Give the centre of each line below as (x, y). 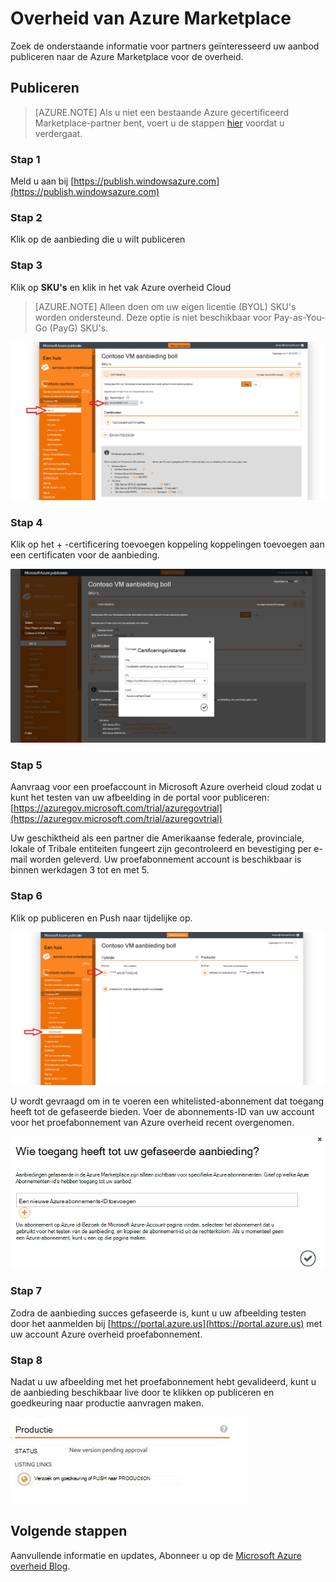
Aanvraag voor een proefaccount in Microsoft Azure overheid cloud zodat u (166, 787)
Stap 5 (26, 765)
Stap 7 (26, 1291)
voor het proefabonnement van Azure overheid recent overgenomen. (152, 1123)
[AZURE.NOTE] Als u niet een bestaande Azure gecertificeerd (162, 112)
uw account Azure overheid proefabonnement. (106, 1334)
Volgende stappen (69, 1531)
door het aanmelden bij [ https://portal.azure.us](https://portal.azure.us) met (166, 1323)
